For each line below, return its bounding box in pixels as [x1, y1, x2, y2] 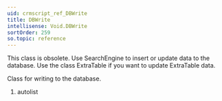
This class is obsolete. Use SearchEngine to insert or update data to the [7, 54, 210, 62]
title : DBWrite [7, 16, 51, 23]
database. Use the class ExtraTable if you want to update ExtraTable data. [7, 61, 216, 70]
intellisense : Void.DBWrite [7, 23, 88, 29]
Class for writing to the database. [7, 74, 102, 83]
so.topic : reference [7, 35, 67, 42]
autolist [16, 88, 38, 96]
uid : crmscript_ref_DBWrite [7, 10, 88, 17]
